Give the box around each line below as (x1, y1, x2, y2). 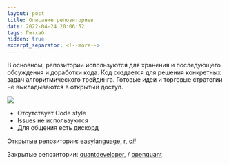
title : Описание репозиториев (7, 16, 94, 23)
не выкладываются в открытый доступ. (7, 83, 123, 91)
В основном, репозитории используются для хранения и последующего (7, 61, 221, 69)
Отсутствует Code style (17, 109, 86, 117)
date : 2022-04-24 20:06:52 (7, 23, 85, 30)
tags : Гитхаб (7, 29, 45, 36)
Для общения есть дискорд (17, 124, 99, 131)
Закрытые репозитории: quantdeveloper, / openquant (7, 151, 162, 158)
